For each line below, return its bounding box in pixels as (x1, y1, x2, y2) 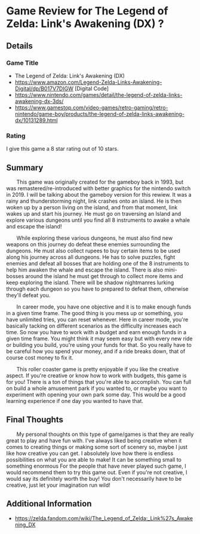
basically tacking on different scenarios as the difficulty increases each (6, 322, 181, 329)
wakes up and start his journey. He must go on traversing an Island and (6, 210, 181, 217)
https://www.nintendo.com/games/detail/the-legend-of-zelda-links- (14, 91, 183, 98)
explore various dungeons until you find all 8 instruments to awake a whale (6, 216, 190, 224)
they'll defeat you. (6, 291, 51, 298)
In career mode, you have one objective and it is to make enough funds (16, 303, 192, 310)
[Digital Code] (74, 85, 109, 92)
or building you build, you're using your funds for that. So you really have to (6, 341, 192, 348)
